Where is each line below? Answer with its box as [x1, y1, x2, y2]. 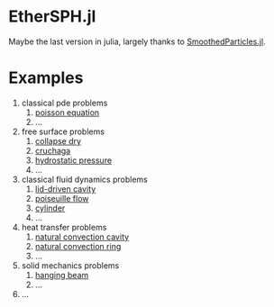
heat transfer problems [21, 221, 107, 232]
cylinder [34, 203, 66, 213]
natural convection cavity [34, 231, 130, 242]
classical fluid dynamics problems [21, 174, 148, 185]
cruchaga [34, 145, 71, 156]
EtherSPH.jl [8, 6, 96, 27]
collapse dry [34, 135, 82, 146]
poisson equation [34, 106, 100, 118]
